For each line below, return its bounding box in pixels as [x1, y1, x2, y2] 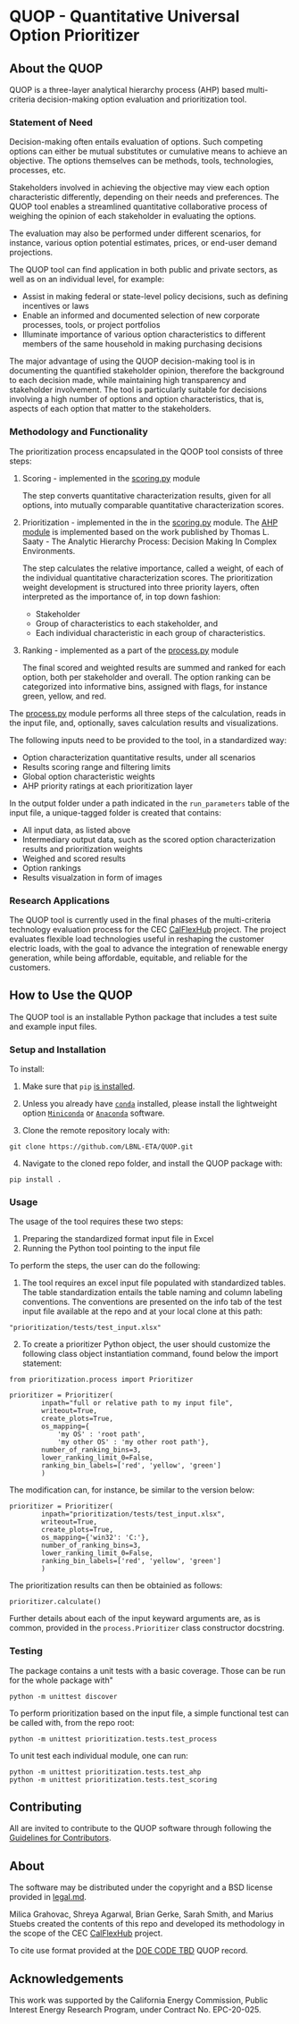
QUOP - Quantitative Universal [9, 6, 240, 27]
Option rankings [21, 862, 82, 873]
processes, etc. [9, 165, 67, 176]
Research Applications [9, 894, 110, 907]
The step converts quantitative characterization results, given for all [21, 489, 271, 501]
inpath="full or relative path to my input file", [41, 1399, 234, 1408]
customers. [9, 962, 51, 973]
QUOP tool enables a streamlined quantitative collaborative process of [9, 201, 268, 212]
